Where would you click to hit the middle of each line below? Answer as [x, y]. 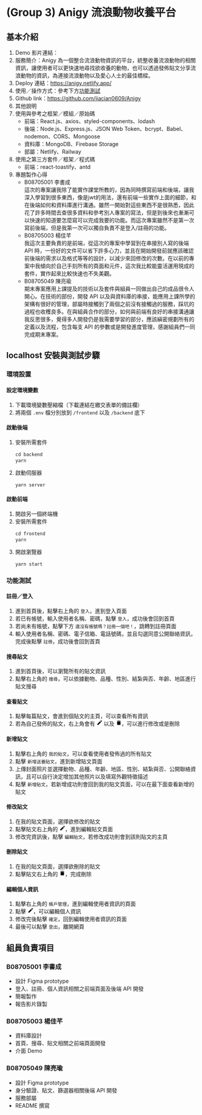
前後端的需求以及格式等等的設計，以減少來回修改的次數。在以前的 [106, 258]
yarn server [30, 485]
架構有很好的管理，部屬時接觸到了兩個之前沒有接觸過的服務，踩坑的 [109, 304]
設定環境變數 [22, 390]
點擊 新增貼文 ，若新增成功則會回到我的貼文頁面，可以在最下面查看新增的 [105, 784]
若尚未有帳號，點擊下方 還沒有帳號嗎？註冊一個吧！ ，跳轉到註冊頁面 [96, 626]
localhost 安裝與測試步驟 [53, 356]
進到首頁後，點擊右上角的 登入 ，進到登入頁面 [71, 611]
